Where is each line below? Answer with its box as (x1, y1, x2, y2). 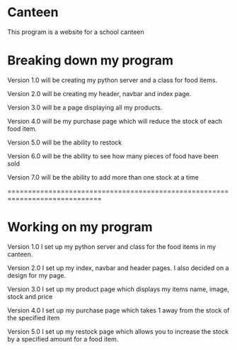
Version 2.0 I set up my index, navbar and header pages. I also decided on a (7, 263, 229, 272)
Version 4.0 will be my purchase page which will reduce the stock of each (7, 117, 223, 125)
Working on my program (7, 219, 154, 235)
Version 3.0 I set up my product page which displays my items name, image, (7, 284, 230, 293)
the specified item (7, 313, 60, 322)
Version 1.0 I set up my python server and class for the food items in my (7, 242, 216, 251)
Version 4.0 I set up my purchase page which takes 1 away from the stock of (7, 305, 230, 315)
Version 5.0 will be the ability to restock (7, 138, 122, 146)
